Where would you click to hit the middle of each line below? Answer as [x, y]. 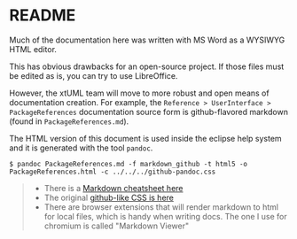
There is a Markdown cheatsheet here [113, 188]
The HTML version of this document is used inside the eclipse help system [145, 138]
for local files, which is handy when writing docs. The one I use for [166, 216]
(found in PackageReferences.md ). [69, 121]
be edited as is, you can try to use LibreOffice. [94, 75]
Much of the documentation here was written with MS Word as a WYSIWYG [147, 40]
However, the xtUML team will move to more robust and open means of [139, 93]
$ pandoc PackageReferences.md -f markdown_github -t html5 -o [129, 164]
